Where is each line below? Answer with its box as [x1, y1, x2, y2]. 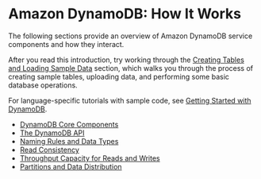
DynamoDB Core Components [19, 119, 119, 129]
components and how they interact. [8, 39, 125, 49]
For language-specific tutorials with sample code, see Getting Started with [8, 95, 251, 105]
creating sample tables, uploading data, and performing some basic [8, 72, 230, 81]
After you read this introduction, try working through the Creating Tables [8, 55, 244, 64]
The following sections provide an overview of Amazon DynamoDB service [8, 31, 253, 41]
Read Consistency [19, 145, 79, 154]
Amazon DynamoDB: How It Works [8, 5, 242, 23]
